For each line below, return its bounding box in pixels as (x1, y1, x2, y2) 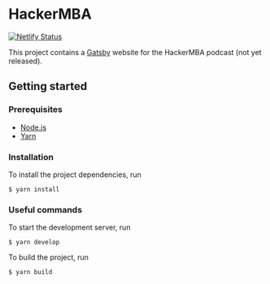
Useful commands (8, 204, 83, 215)
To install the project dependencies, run (8, 170, 142, 179)
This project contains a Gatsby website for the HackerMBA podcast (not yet (8, 47, 262, 57)
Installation (8, 151, 54, 162)
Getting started (8, 80, 88, 93)
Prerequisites (8, 104, 63, 115)
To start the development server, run (8, 222, 131, 232)
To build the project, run (8, 252, 89, 262)
